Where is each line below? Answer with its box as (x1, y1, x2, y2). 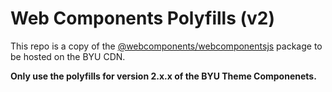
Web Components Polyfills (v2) (10, 7, 275, 30)
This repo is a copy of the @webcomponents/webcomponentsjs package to (10, 40, 323, 52)
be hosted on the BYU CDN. (10, 50, 126, 62)
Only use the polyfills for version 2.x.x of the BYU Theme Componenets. (10, 70, 317, 82)
